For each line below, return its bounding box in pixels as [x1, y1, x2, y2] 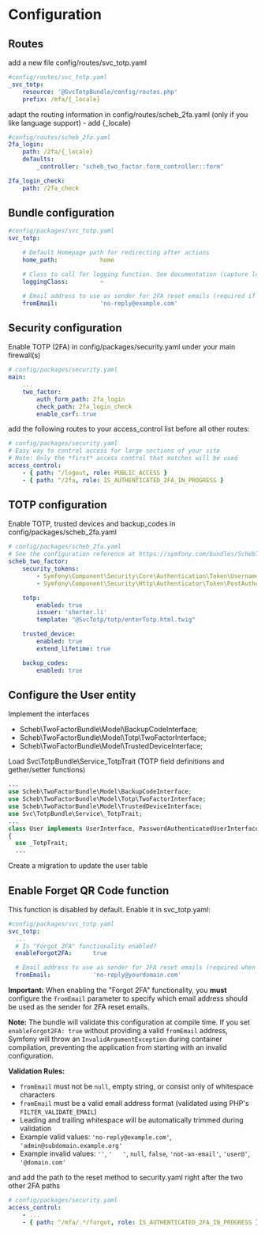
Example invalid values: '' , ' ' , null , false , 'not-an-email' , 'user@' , [19, 1149, 251, 1159]
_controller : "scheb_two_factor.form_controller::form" [36, 163, 224, 171]
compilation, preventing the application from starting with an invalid [8, 1043, 227, 1052]
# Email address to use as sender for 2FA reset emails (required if [22, 292, 256, 300]
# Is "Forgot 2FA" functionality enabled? [15, 942, 157, 950]
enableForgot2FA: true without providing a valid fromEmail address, [8, 1026, 229, 1036]
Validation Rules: [8, 1066, 65, 1076]
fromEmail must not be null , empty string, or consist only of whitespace [19, 1081, 254, 1092]
